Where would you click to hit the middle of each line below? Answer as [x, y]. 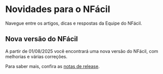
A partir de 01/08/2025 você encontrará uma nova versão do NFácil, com [82, 51]
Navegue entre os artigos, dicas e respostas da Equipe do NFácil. [74, 23]
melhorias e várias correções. [36, 56]
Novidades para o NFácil [58, 9]
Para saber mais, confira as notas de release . [53, 66]
